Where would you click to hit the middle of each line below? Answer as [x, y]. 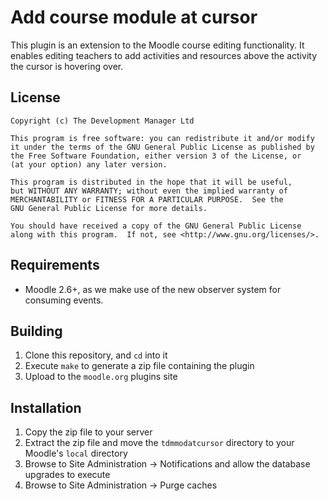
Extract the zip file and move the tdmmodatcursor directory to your [159, 443]
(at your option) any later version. [89, 164]
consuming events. [64, 300]
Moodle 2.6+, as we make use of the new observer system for [153, 289]
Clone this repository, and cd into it [96, 355]
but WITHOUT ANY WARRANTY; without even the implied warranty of [149, 191]
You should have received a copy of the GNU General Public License [156, 226]
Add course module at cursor [134, 17]
